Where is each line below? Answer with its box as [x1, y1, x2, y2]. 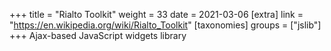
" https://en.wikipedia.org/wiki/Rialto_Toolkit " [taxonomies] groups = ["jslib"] [9, 19, 322, 31]
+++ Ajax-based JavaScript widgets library [9, 30, 187, 41]
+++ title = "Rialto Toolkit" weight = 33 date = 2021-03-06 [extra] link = [9, 9, 304, 20]
